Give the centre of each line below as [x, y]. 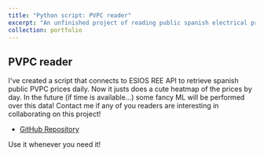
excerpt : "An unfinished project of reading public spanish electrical [128, 23]
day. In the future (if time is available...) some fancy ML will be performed [126, 97]
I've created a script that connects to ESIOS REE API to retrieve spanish [123, 81]
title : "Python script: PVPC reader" [70, 15]
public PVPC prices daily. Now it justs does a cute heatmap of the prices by [130, 89]
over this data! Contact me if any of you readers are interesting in [114, 106]
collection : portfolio [45, 30]
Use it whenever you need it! [55, 144]
